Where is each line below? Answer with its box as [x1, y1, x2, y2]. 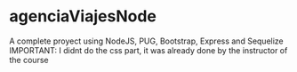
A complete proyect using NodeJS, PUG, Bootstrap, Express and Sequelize [9, 36, 285, 46]
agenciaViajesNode [9, 6, 157, 27]
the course [9, 54, 49, 65]
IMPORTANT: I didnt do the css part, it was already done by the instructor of [9, 44, 288, 55]
